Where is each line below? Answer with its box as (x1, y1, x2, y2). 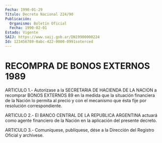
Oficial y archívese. (5, 132, 44, 138)
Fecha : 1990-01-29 (5, 7, 43, 12)
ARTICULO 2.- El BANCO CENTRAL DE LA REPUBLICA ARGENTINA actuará (5, 112, 158, 118)
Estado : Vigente (5, 30, 38, 35)
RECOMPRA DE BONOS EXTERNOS (5, 60, 150, 71)
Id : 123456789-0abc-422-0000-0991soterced (5, 39, 93, 44)
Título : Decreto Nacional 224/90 (5, 12, 74, 17)
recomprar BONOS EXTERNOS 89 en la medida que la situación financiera (5, 92, 155, 98)
